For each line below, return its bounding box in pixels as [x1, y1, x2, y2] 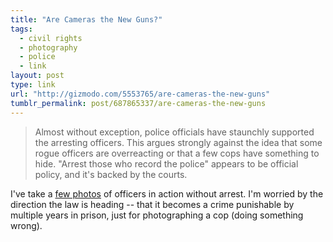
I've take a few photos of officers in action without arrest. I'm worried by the [10, 187, 324, 200]
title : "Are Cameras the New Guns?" [10, 14, 163, 25]
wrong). [10, 219, 43, 231]
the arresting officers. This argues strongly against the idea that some [34, 136, 323, 148]
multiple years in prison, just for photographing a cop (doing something [10, 209, 304, 221]
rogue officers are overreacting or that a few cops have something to [34, 147, 320, 159]
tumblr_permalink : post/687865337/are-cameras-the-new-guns [10, 98, 267, 108]
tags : [10, 24, 33, 34]
